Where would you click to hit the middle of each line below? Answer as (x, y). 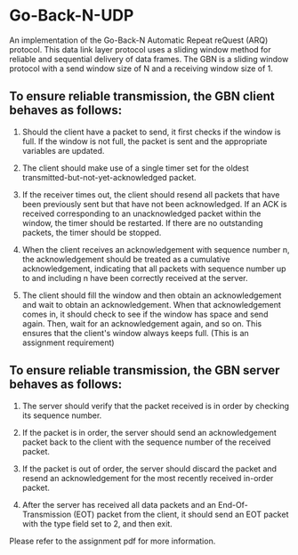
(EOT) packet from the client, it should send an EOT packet (181, 514)
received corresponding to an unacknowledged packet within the (141, 213)
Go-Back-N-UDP (72, 16)
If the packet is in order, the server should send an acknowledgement (149, 432)
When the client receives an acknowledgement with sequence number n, (156, 249)
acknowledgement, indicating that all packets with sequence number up (154, 269)
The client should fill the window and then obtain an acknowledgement (152, 295)
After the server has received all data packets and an (119, 504)
